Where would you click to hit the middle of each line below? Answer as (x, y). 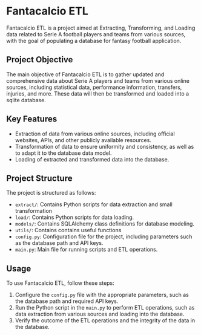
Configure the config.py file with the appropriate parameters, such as (102, 295)
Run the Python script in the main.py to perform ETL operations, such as (105, 308)
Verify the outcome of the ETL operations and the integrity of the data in (105, 320)
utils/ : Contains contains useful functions (68, 230)
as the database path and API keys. (59, 243)
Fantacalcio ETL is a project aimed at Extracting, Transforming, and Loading (101, 28)
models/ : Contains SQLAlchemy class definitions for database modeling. (105, 224)
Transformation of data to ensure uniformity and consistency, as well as (104, 146)
